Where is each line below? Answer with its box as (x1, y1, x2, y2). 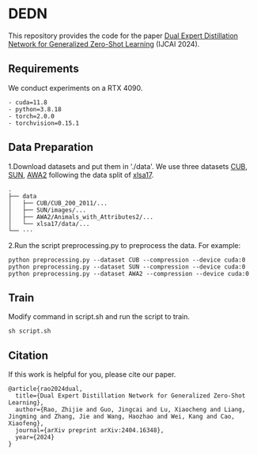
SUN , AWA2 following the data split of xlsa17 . (8, 170, 154, 179)
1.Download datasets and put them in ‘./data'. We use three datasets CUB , (8, 161, 248, 171)
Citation (8, 348, 49, 362)
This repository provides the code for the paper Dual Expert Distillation (8, 31, 239, 40)
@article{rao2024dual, (8, 385, 83, 393)
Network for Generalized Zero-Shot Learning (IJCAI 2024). (8, 39, 200, 48)
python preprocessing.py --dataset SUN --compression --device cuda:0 (8, 262, 246, 271)
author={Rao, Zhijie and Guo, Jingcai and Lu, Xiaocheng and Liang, (15, 406, 246, 414)
